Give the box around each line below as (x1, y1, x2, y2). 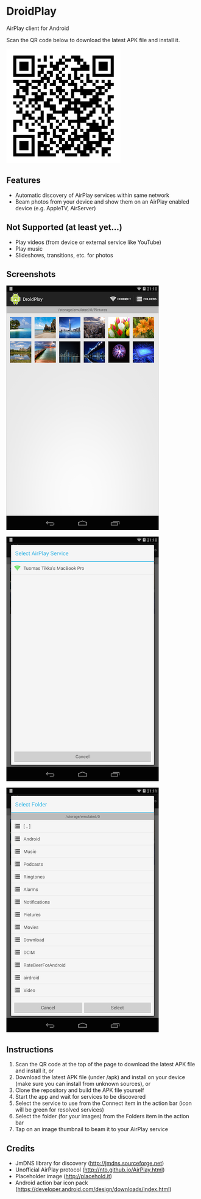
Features (6, 175, 41, 186)
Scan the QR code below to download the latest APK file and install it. (6, 36, 180, 43)
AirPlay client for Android (6, 24, 69, 32)
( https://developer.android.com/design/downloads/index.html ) (15, 1186, 172, 1193)
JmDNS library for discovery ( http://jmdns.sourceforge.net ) (15, 1160, 164, 1167)
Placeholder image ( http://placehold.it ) (15, 1173, 113, 1179)
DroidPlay (6, 4, 57, 18)
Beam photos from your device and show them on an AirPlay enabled (15, 197, 189, 205)
